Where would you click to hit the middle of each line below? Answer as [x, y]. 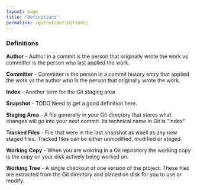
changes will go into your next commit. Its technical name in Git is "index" [96, 121]
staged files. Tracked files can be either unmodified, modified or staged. [94, 139]
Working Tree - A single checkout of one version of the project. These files [98, 168]
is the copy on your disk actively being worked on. [67, 156]
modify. [15, 181]
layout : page [22, 12]
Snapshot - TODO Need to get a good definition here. [72, 103]
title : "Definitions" [33, 17]
